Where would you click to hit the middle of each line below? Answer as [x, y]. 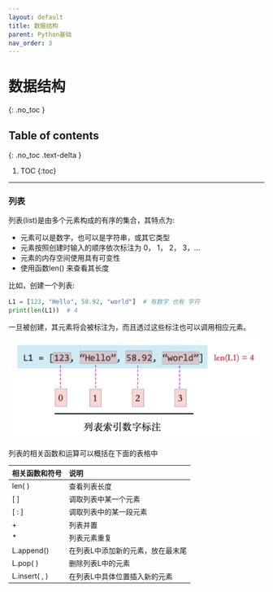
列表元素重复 [90, 537]
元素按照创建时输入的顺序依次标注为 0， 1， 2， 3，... [110, 248]
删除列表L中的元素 [99, 563]
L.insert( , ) [30, 576]
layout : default [36, 17]
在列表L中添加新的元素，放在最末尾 [128, 550]
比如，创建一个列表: [42, 286]
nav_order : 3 [30, 43]
